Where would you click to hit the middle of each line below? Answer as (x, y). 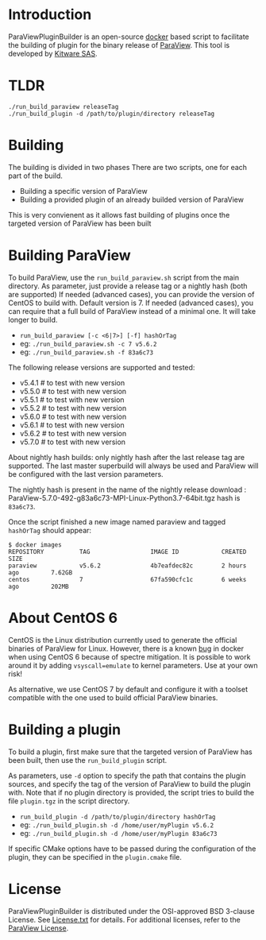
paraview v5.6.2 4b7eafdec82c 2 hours (127, 566)
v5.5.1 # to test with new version (72, 400)
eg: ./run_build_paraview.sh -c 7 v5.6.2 (88, 343)
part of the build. (36, 176)
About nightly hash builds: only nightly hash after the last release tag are (126, 457)
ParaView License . (39, 928)
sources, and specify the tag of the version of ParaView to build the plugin (130, 783)
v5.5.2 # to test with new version (73, 408)
